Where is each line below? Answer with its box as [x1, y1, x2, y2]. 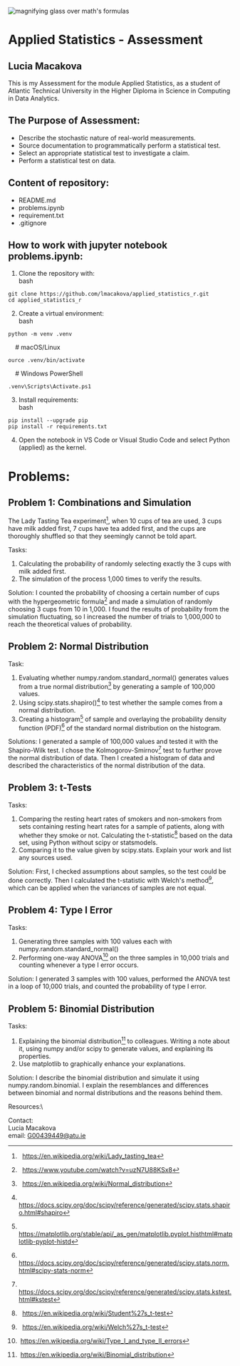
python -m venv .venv [8, 331, 73, 338]
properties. [18, 1052, 51, 1060]
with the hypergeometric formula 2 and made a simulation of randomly [8, 596, 213, 606]
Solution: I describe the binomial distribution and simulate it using [8, 1073, 200, 1082]
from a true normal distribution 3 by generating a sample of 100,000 [18, 681, 216, 690]
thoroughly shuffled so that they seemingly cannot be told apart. [8, 532, 197, 541]
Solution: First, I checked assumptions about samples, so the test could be [8, 867, 226, 876]
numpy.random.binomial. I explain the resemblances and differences [8, 1080, 209, 1090]
